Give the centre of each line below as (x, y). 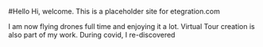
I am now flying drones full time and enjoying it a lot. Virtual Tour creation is (132, 26)
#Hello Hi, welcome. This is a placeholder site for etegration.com (114, 11)
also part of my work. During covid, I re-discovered (92, 35)
